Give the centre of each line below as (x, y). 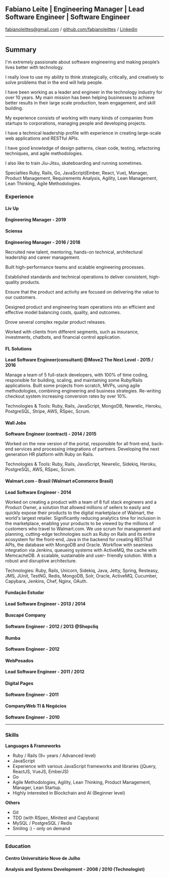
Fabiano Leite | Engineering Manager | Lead (75, 9)
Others (13, 803)
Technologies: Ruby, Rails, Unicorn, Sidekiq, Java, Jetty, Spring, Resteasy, (82, 570)
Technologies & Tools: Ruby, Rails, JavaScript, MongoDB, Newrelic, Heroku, (84, 406)
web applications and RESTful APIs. (42, 138)
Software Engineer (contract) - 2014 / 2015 (51, 434)
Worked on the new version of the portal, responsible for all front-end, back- (84, 444)
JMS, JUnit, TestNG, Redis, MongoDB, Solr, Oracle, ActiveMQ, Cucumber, (81, 575)
